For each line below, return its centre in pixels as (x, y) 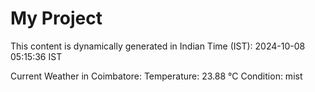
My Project (56, 18)
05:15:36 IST (36, 56)
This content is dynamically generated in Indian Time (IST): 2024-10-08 (158, 46)
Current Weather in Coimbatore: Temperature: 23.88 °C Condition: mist (156, 76)
